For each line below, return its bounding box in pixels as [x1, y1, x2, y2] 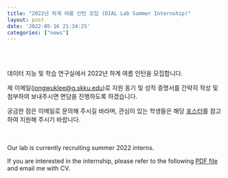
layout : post [7, 16, 45, 23]
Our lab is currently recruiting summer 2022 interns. [7, 144, 155, 152]
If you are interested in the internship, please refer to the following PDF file [7, 157, 218, 165]
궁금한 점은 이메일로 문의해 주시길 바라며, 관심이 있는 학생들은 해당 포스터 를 [7, 107, 209, 115]
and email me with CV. [7, 164, 71, 173]
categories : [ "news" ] [7, 29, 69, 36]
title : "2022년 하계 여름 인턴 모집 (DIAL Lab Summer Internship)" [7, 10, 191, 17]
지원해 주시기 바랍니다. [19, 116, 81, 124]
